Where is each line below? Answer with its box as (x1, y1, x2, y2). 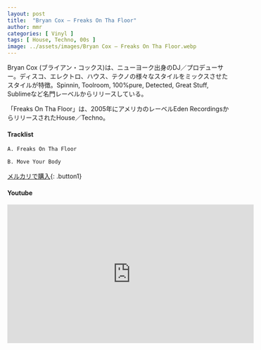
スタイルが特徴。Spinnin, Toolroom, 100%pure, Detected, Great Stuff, (7, 81, 209, 89)
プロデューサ (186, 63, 224, 71)
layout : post (7, 10, 46, 18)
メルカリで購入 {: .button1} (7, 172, 82, 180)
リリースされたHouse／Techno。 (13, 113, 109, 122)
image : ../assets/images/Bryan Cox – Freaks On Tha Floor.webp (7, 43, 197, 50)
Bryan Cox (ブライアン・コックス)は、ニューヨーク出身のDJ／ (7, 63, 187, 71)
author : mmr (7, 23, 42, 30)
